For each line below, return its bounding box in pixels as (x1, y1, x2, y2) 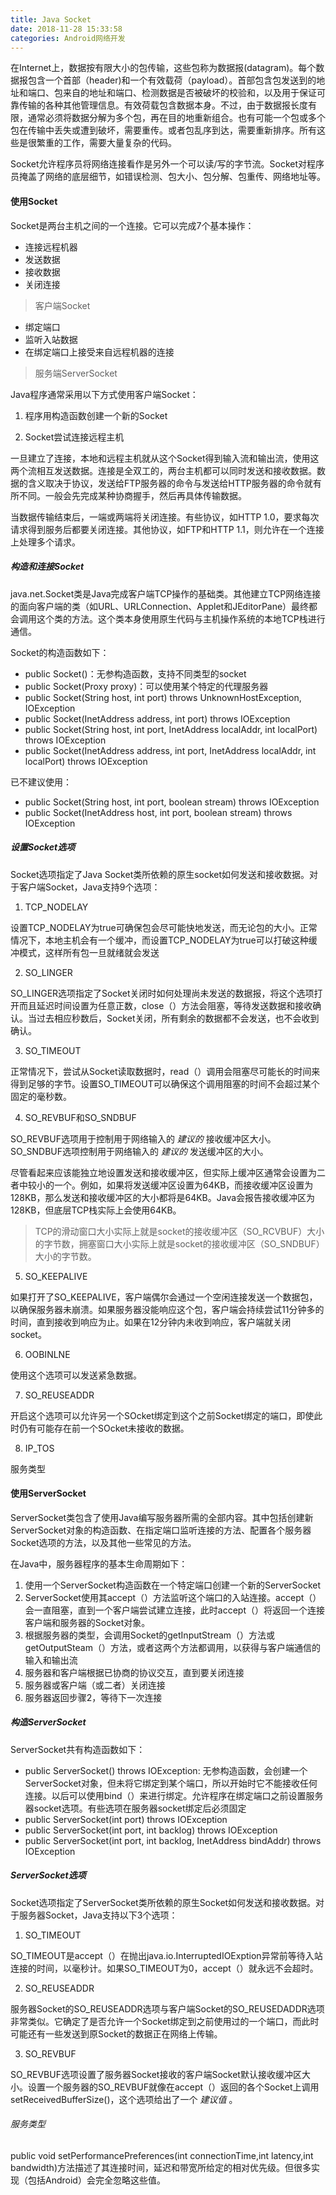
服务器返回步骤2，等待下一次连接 (24, 1691, 163, 1703)
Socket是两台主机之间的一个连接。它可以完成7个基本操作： (10, 219, 255, 231)
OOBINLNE (24, 1348, 71, 1360)
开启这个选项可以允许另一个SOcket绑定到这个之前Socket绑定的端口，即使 (10, 1409, 315, 1421)
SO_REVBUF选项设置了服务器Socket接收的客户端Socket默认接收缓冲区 (10, 2068, 302, 2080)
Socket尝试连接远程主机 (24, 431, 125, 443)
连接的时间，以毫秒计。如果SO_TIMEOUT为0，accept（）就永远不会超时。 (10, 1962, 319, 1974)
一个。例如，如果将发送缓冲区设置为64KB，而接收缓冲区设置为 (53, 1179, 314, 1191)
